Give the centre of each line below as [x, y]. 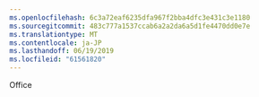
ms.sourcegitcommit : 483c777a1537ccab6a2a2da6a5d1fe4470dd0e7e [130, 26]
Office [21, 85]
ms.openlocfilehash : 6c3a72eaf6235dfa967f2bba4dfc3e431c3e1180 [130, 18]
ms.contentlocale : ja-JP [56, 43]
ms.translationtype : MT [54, 34]
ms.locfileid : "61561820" [57, 59]
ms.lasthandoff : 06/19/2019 [62, 51]
